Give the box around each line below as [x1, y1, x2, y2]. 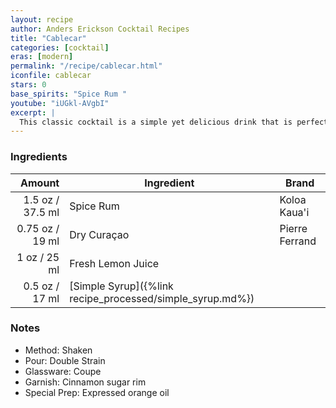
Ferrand [279, 234, 317, 248]
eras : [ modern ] [10, 52, 74, 62]
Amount [20, 176, 60, 190]
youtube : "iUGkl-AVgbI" [10, 98, 110, 108]
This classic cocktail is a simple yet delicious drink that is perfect [19, 117, 329, 127]
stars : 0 [10, 80, 47, 90]
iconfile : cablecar [10, 71, 92, 81]
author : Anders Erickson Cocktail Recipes [10, 24, 190, 34]
